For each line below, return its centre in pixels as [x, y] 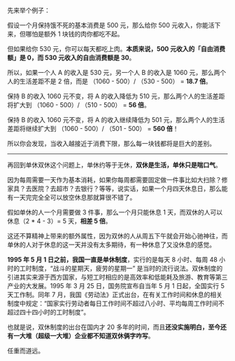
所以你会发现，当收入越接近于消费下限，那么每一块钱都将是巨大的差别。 [111, 143]
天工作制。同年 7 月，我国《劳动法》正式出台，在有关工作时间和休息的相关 [115, 294]
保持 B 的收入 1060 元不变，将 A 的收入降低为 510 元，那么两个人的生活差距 [116, 96]
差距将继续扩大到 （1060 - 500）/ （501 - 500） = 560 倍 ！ [93, 129]
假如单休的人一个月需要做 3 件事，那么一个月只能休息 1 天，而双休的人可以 [115, 212]
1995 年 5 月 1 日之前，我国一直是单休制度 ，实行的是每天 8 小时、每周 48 [113, 259]
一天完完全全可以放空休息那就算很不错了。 [74, 197]
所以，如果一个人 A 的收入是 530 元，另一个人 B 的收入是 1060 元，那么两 [114, 73]
